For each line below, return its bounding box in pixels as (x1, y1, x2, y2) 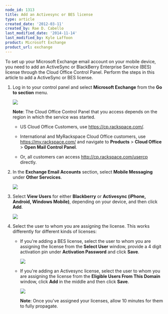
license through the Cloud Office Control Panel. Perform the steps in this (5, 69, 155, 75)
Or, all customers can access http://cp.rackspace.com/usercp (20, 153, 148, 160)
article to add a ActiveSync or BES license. (5, 74, 93, 80)
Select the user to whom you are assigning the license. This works (12, 223, 150, 229)
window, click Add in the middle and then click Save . (20, 278, 129, 284)
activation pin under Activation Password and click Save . (20, 249, 139, 255)
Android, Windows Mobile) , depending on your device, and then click (12, 199, 158, 205)
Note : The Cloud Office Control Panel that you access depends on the (12, 108, 157, 114)
